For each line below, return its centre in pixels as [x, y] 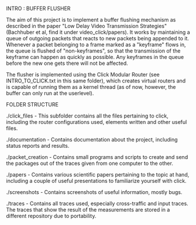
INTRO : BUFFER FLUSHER [38, 8]
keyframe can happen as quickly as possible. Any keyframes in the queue [95, 57]
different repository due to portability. [51, 216]
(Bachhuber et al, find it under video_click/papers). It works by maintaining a [98, 32]
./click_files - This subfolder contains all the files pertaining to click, [87, 116]
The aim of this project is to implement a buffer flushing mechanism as [91, 20]
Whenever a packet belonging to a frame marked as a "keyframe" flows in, [96, 44]
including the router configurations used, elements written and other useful [97, 122]
